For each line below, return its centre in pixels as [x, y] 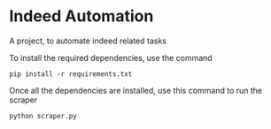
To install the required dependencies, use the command [111, 57]
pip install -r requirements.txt [71, 74]
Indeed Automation [81, 16]
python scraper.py [43, 116]
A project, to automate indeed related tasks [88, 41]
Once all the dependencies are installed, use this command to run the [136, 90]
